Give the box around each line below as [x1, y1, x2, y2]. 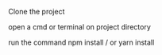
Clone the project [8, 7, 65, 16]
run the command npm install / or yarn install [8, 37, 155, 47]
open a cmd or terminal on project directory [8, 22, 151, 31]
